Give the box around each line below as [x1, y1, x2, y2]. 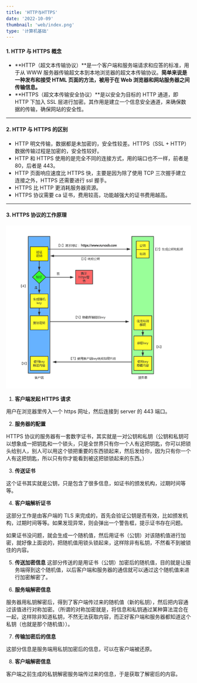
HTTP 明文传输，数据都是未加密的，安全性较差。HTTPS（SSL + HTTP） [14, 140, 189, 147]
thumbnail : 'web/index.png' [6, 22, 75, 28]
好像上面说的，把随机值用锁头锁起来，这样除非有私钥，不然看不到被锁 [21, 539, 191, 546]
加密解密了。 [19, 573, 51, 580]
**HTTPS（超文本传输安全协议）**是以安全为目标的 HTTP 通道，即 [14, 91, 179, 98]
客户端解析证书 [14, 499, 51, 506]
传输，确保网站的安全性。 [25, 106, 87, 113]
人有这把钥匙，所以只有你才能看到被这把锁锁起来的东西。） [6, 455, 148, 462]
